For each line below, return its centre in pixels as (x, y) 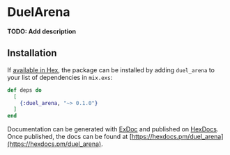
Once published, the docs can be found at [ (70, 137)
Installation (32, 53)
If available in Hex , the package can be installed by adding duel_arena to (111, 70)
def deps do (24, 90)
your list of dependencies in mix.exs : (60, 77)
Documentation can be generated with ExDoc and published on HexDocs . (113, 129)
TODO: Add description (42, 31)
